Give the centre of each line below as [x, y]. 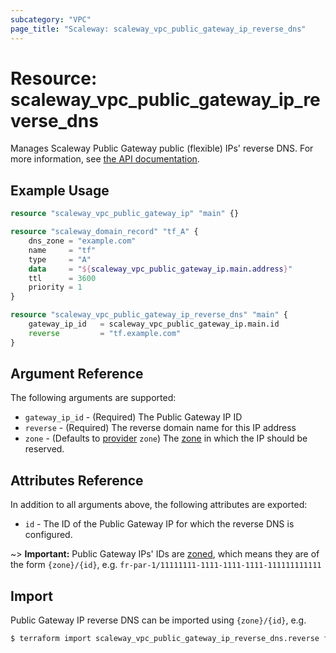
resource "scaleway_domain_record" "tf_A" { [104, 232]
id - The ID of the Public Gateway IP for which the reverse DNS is [159, 524]
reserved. [44, 449]
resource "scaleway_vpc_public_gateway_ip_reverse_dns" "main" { [149, 315]
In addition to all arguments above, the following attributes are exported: [159, 505]
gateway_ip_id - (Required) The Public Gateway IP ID [133, 417]
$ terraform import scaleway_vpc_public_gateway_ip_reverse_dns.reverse [165, 639]
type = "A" [60, 259]
